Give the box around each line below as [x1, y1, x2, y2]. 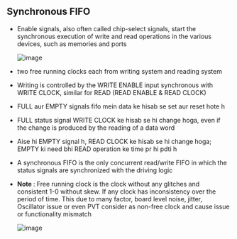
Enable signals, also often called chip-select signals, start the [16, 24, 197, 33]
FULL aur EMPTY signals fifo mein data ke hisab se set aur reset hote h [16, 102, 225, 111]
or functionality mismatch [16, 209, 92, 218]
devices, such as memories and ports [16, 39, 127, 48]
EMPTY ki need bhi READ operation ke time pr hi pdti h [16, 145, 177, 153]
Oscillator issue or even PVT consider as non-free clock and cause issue [16, 202, 230, 211]
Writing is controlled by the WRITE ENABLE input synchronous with [16, 81, 214, 89]
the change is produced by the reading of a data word [16, 123, 175, 132]
